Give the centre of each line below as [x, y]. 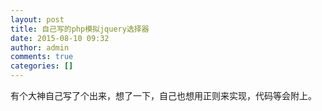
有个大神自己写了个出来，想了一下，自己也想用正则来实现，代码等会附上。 [163, 95]
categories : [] [42, 66]
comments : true [42, 57]
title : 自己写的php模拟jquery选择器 [80, 29]
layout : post [37, 19]
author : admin [40, 47]
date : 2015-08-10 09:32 [60, 38]
